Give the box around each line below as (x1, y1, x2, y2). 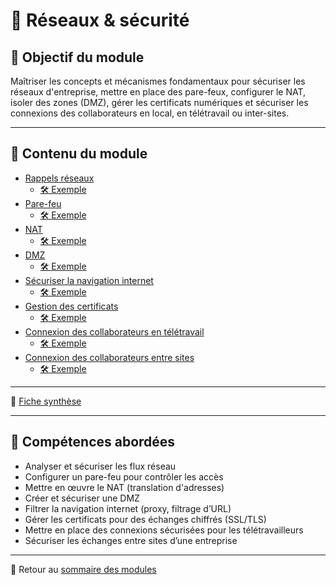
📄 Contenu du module (10, 145, 148, 163)
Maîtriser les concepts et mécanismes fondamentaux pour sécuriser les (10, 75, 306, 87)
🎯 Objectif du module (10, 49, 145, 66)
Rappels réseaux (24, 172, 95, 184)
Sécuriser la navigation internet (24, 274, 154, 286)
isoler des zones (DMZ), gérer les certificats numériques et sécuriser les (10, 97, 309, 108)
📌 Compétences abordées (10, 434, 176, 451)
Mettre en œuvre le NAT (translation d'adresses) (24, 481, 225, 493)
